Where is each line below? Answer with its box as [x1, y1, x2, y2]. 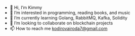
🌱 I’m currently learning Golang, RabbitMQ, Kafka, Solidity [9, 15, 128, 20]
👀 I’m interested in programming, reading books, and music [9, 10, 131, 16]
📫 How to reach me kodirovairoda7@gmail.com [9, 26, 108, 31]
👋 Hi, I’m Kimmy [9, 5, 43, 10]
